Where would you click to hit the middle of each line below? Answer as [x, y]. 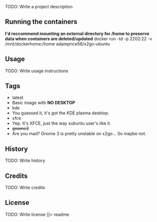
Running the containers [41, 22]
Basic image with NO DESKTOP [43, 103]
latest [17, 97]
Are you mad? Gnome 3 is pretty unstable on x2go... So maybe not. [79, 134]
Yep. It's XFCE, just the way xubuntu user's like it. [62, 123]
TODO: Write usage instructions [37, 71]
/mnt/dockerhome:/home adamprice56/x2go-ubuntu [58, 44]
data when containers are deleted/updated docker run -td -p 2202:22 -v [79, 39]
